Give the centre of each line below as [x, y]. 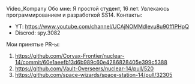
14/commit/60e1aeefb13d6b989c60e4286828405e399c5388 [91, 62]
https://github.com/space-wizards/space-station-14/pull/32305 [94, 75]
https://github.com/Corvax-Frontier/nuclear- [70, 56]
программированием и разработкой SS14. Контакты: [74, 15]
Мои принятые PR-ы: [33, 44]
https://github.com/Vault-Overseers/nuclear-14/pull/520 [84, 69]
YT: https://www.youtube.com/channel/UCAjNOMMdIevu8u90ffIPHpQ [102, 27]
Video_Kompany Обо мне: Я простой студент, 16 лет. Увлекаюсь [88, 9]
